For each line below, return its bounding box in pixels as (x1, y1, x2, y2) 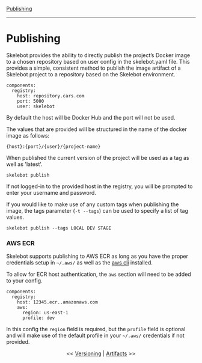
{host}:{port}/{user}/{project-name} (6, 144, 101, 150)
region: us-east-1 (22, 310, 69, 316)
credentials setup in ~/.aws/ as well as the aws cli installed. (6, 259, 153, 266)
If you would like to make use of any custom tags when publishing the (6, 201, 179, 208)
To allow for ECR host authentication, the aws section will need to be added (6, 270, 191, 278)
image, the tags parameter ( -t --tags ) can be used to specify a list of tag (6, 207, 188, 214)
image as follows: (6, 132, 50, 139)
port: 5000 (17, 98, 44, 104)
